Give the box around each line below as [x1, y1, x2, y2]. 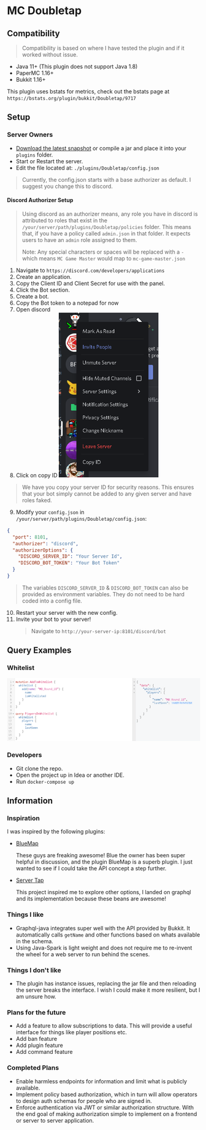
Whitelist [7, 664, 35, 672]
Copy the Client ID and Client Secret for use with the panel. [15, 279, 165, 287]
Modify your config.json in [15, 508, 85, 516]
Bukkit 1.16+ [15, 76, 46, 83]
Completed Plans [7, 1064, 59, 1072]
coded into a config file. [21, 597, 82, 604]
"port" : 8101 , [12, 534, 48, 540]
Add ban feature [15, 1035, 58, 1043]
